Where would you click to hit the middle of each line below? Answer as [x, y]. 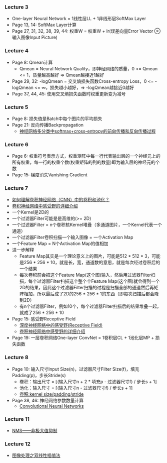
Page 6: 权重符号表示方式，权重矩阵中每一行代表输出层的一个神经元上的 [86, 156]
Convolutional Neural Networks [51, 406]
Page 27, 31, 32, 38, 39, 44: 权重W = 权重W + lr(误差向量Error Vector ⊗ [86, 31]
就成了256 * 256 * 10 [41, 313]
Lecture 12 [18, 444]
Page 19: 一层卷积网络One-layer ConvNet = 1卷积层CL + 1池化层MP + [83, 338]
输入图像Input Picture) [35, 37]
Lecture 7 [16, 188]
